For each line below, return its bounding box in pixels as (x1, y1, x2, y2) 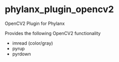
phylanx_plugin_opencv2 (5, 4, 114, 15)
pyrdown (12, 51, 31, 57)
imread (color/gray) (12, 40, 53, 46)
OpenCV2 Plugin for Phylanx (5, 20, 65, 26)
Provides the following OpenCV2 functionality (5, 30, 101, 36)
